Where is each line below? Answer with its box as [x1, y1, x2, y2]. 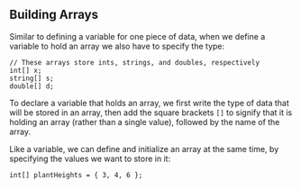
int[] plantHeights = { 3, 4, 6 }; [9, 170, 143, 179]
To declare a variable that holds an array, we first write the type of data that [9, 97, 290, 108]
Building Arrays [9, 7, 99, 22]
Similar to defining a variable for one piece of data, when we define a [9, 31, 266, 41]
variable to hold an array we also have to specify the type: [9, 40, 225, 51]
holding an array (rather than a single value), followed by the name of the [9, 116, 280, 127]
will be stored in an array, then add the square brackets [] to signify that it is [9, 107, 293, 118]
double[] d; [9, 81, 54, 91]
